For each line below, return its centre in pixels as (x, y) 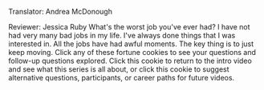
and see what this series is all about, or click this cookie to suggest (119, 69)
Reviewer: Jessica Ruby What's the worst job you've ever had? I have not (129, 27)
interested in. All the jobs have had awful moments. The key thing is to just (131, 44)
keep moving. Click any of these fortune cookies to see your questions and (132, 52)
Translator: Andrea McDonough (60, 12)
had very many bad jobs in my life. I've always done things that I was (122, 35)
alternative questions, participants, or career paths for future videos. (122, 78)
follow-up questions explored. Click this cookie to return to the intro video (130, 61)
